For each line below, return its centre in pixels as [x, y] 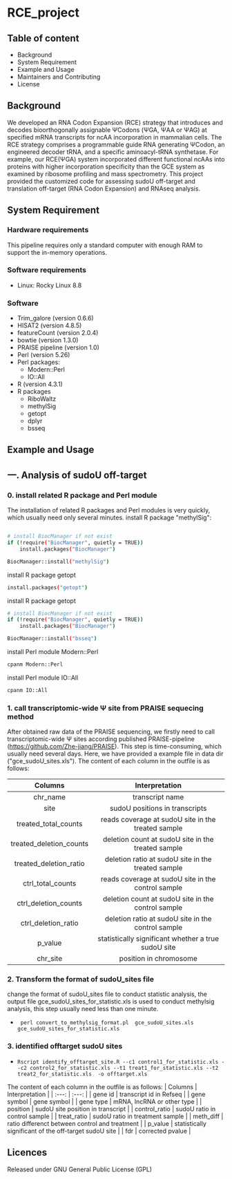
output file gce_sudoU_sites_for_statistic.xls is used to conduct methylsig [111, 1001]
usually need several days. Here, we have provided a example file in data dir [115, 754]
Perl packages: [38, 362]
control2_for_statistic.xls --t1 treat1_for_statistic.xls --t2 [124, 1068]
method [21, 716]
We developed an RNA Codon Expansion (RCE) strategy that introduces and [115, 122]
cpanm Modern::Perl [35, 664]
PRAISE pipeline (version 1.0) [58, 347]
